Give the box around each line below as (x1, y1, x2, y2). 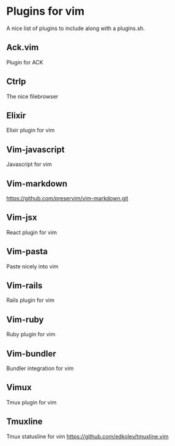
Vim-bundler (6, 348, 56, 359)
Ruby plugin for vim (6, 331, 56, 338)
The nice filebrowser (6, 93, 59, 100)
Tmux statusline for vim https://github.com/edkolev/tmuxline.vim (6, 433, 169, 440)
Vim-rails (6, 281, 43, 291)
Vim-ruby (6, 314, 44, 325)
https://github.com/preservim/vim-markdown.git (6, 195, 128, 202)
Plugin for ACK (6, 58, 43, 66)
